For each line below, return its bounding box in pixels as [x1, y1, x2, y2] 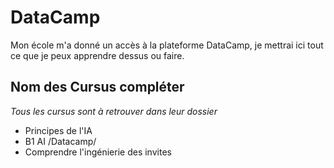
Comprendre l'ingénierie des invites [24, 146, 172, 158]
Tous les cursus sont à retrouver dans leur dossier [10, 105, 218, 117]
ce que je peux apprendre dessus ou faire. [10, 49, 185, 61]
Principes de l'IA [24, 124, 93, 136]
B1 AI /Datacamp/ [24, 135, 97, 147]
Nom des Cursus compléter [10, 79, 185, 96]
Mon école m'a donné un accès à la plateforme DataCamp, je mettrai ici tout [10, 39, 324, 51]
